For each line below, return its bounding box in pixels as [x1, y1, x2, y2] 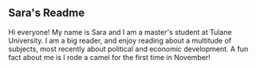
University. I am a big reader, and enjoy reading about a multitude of [8, 36, 232, 45]
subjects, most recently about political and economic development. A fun [8, 43, 249, 54]
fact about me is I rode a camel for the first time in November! [8, 52, 211, 62]
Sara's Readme [8, 6, 85, 20]
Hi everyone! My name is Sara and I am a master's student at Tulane [8, 27, 233, 36]
